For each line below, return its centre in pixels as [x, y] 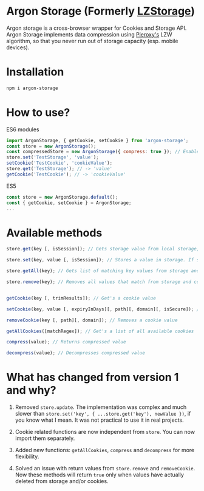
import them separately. [45, 438]
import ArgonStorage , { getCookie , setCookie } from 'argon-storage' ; [97, 140]
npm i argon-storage [32, 88]
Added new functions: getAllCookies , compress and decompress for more [105, 450]
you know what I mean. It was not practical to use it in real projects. [99, 420]
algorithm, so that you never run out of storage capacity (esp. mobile [92, 41]
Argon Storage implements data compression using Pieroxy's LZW [89, 34]
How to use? [38, 112]
